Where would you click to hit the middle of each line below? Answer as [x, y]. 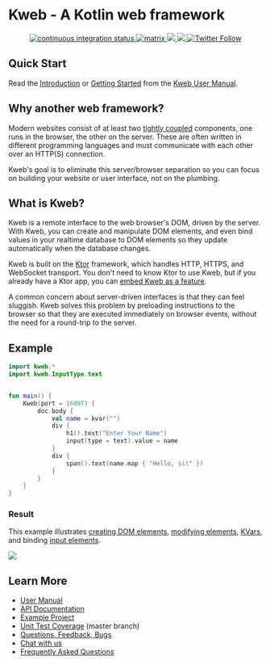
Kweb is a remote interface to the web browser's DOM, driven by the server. [135, 223]
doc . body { [56, 411]
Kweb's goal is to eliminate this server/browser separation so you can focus [134, 169]
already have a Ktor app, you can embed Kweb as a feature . [108, 281]
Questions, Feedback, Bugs [66, 635]
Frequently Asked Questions [67, 652]
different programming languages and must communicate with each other [131, 145]
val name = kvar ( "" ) [86, 418]
